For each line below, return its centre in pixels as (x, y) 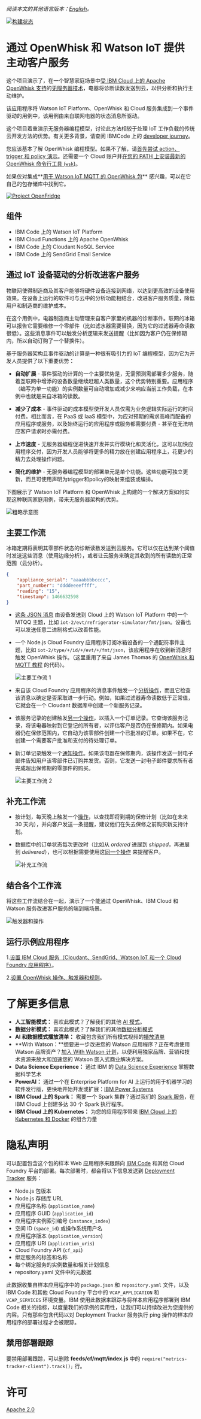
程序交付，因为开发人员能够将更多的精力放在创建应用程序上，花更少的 (106, 451)
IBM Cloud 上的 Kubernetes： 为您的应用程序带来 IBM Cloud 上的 (96, 1112)
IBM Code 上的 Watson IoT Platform (59, 232)
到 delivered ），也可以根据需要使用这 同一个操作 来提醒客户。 (89, 852)
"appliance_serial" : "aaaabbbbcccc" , (64, 580)
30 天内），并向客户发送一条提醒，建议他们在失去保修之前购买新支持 (99, 824)
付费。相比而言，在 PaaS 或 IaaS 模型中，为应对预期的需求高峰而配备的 (103, 416)
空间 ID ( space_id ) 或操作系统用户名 (59, 1228)
